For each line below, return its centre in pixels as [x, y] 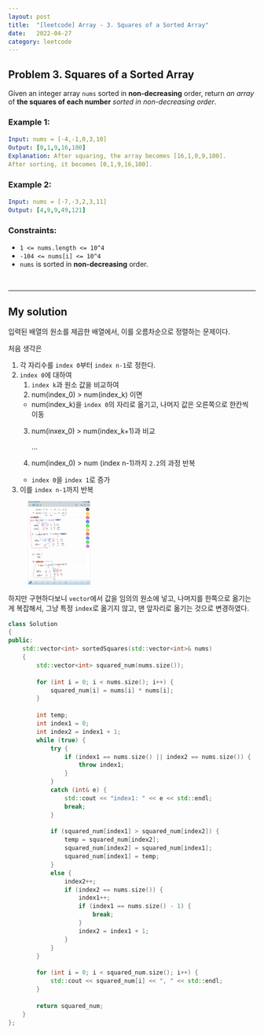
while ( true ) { [61, 740]
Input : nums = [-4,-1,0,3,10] [58, 139]
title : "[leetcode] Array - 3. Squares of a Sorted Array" [109, 25]
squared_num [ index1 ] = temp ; [112, 857]
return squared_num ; [70, 1006]
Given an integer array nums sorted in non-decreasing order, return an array [131, 94]
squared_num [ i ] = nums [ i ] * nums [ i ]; [112, 690]
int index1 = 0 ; [63, 724]
